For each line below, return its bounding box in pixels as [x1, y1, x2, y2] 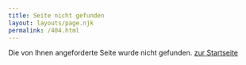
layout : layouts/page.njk [8, 19, 94, 27]
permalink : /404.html [8, 26, 80, 34]
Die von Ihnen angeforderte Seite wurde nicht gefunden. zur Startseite [8, 48, 238, 58]
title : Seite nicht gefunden [8, 11, 105, 20]
